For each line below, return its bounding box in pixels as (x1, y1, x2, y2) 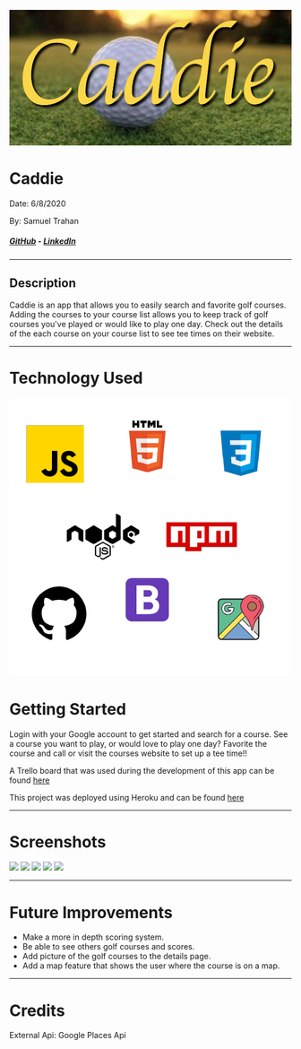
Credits (9, 1001, 65, 1020)
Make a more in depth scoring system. (21, 932, 164, 942)
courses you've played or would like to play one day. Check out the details (9, 318, 284, 329)
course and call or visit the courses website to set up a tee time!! (9, 748, 248, 759)
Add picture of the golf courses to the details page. (21, 951, 211, 962)
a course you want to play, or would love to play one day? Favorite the (9, 738, 267, 749)
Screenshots (9, 831, 107, 852)
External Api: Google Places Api (9, 1030, 127, 1041)
